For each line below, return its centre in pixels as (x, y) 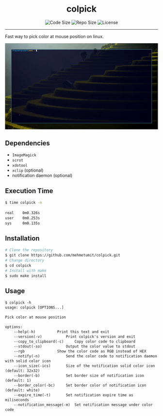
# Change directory (25, 260)
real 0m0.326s (23, 213)
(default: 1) (18, 380)
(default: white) (23, 390)
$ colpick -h (18, 303)
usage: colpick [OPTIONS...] (34, 307)
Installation (22, 238)
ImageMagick (24, 155)
